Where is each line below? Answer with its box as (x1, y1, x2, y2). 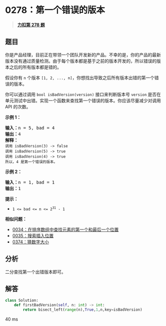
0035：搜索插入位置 (12, 233, 54, 238)
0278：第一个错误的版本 (5, 4, 105, 16)
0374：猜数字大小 (12, 238, 49, 245)
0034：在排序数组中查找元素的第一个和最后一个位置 (12, 226, 119, 233)
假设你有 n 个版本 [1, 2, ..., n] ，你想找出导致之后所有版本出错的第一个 (5, 75, 155, 81)
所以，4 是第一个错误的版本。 (5, 159, 58, 164)
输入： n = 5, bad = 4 (5, 125, 55, 131)
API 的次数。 (5, 103, 31, 109)
